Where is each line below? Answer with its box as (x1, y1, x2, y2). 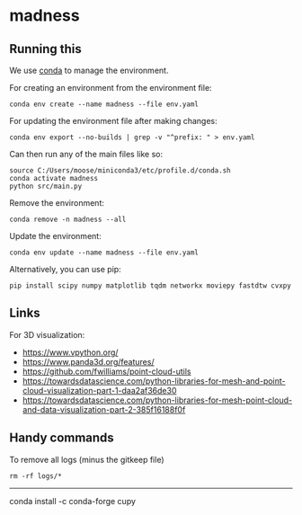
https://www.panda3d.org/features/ (22, 356, 155, 367)
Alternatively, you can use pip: (9, 264, 121, 274)
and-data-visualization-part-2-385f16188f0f (22, 404, 186, 414)
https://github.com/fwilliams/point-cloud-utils (22, 366, 191, 377)
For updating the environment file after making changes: (9, 116, 218, 126)
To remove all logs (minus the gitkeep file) (9, 454, 164, 465)
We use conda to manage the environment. (9, 65, 169, 75)
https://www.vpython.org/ (22, 347, 119, 358)
